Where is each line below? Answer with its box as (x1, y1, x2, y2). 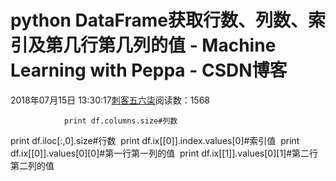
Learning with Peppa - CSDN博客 (10, 59, 288, 82)
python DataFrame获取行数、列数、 (10, 9, 308, 32)
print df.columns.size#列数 (63, 116, 178, 126)
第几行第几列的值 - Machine (45, 34, 277, 57)
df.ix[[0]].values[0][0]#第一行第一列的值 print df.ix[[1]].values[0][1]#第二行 (10, 147, 319, 159)
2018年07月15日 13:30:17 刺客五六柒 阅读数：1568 (10, 94, 210, 106)
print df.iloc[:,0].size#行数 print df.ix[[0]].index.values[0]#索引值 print (10, 134, 300, 146)
